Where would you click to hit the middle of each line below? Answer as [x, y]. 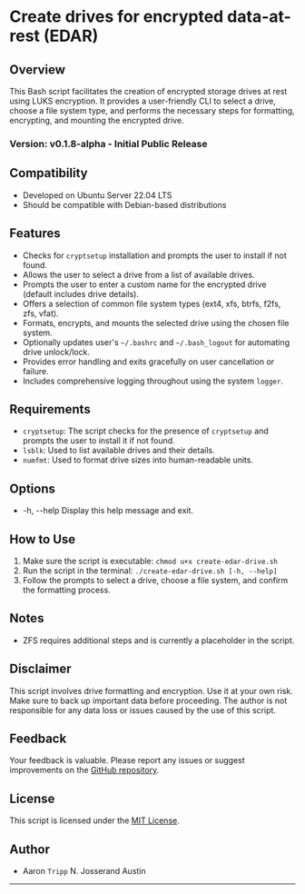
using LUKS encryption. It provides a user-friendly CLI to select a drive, [143, 101]
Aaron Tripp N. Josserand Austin [84, 871]
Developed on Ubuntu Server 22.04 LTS [97, 195]
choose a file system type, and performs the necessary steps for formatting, [152, 110]
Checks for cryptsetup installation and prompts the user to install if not [155, 255]
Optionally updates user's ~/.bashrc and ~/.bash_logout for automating [156, 342]
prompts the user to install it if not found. [98, 441]
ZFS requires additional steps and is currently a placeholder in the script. [158, 640]
